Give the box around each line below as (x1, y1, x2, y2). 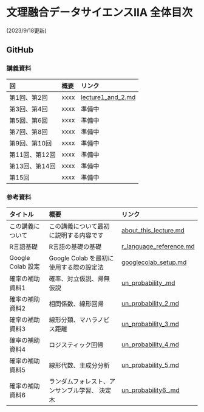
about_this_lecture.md (121, 226, 185, 234)
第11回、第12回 (9, 150, 56, 159)
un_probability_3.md (121, 319, 179, 328)
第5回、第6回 (9, 116, 48, 125)
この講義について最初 (49, 222, 110, 230)
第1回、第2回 (9, 93, 48, 102)
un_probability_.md (121, 278, 175, 287)
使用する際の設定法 (49, 263, 104, 271)
